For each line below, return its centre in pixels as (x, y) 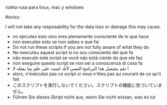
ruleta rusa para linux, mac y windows (45, 7)
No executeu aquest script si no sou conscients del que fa (73, 52)
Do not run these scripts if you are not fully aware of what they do (81, 47)
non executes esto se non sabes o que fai (56, 42)
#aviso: (13, 17)
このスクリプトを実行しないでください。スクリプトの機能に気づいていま (87, 85)
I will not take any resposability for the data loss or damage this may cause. (83, 27)
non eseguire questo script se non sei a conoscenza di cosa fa (77, 63)
